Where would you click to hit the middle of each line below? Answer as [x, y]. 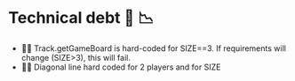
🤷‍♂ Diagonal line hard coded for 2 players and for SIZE [121, 67]
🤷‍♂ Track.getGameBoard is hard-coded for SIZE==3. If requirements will [153, 48]
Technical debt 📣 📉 [81, 18]
